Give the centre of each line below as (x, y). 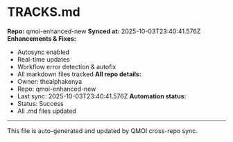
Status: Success (40, 103)
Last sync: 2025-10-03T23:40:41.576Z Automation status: (102, 96)
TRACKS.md (44, 12)
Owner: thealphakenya (50, 81)
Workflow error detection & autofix (67, 66)
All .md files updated (46, 111)
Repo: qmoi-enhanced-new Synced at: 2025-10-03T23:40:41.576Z (104, 31)
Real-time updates (44, 59)
